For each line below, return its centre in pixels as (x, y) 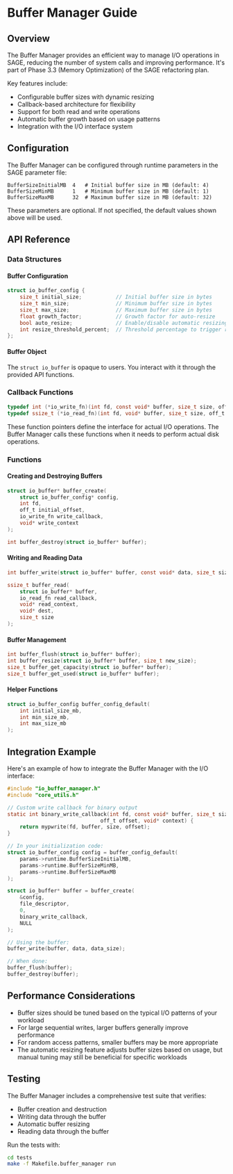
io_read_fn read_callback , (59, 598)
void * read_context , (49, 604)
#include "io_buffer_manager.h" (54, 789)
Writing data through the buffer (61, 1116)
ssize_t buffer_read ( (38, 585)
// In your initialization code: (55, 846)
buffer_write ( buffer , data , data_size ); (67, 949)
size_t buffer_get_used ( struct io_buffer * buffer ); (83, 674)
